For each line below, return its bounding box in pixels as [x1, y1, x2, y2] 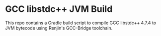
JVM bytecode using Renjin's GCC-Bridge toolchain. [5, 25, 113, 31]
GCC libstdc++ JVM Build [5, 3, 113, 15]
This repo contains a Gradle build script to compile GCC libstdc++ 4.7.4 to [5, 20, 157, 26]
